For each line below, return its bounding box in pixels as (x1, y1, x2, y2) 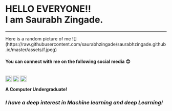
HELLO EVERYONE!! (5, 3, 91, 15)
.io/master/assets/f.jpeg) (5, 47, 57, 53)
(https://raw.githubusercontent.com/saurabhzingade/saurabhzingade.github (5, 41, 166, 47)
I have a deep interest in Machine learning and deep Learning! (5, 99, 163, 106)
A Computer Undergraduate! (5, 86, 68, 93)
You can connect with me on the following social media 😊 (5, 58, 131, 64)
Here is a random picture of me (5, 35, 71, 41)
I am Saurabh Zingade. (5, 14, 103, 26)
